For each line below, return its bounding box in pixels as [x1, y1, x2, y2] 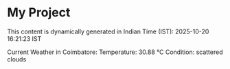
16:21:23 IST [7, 34, 42, 42]
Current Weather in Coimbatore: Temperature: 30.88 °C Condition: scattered [7, 48, 223, 56]
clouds [7, 55, 27, 63]
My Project [7, 5, 71, 20]
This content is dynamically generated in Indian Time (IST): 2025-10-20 [7, 27, 209, 36]
